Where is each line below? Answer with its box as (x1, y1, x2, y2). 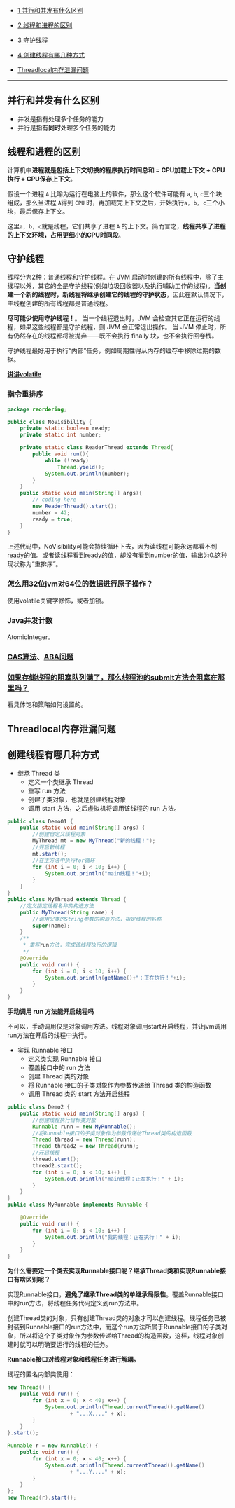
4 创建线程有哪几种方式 (17, 51, 85, 59)
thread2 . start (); (32, 1162, 83, 1169)
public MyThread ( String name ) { (20, 909, 114, 916)
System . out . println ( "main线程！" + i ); (44, 870, 152, 877)
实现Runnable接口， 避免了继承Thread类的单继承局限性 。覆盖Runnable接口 (7, 1290, 224, 1298)
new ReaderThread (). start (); (32, 503, 117, 510)
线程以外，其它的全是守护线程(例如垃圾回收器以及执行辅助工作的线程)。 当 (7, 282, 220, 290)
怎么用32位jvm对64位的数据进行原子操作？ (7, 579, 154, 589)
